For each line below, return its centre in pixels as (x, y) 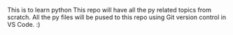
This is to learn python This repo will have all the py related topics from (110, 10)
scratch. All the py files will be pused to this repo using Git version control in (116, 17)
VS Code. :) (24, 24)
